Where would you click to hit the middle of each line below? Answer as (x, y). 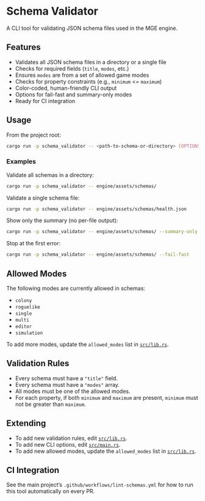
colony (23, 301)
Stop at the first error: (34, 243)
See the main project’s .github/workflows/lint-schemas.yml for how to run (100, 485)
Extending (26, 423)
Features (23, 47)
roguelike (28, 307)
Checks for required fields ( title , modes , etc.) (72, 68)
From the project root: (34, 135)
